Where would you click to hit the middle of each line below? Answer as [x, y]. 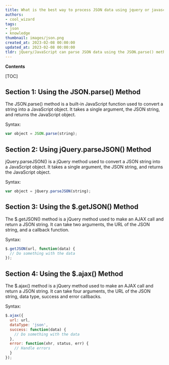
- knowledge [18, 33]
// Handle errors [32, 348]
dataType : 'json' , [29, 325]
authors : [14, 15]
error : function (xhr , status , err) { [49, 344]
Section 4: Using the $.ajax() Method [64, 274]
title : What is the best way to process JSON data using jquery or [77, 10]
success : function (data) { [38, 330]
